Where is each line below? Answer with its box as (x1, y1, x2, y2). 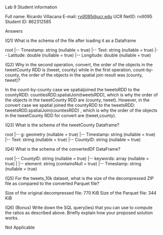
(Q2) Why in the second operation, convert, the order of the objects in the (5, 62, 153, 67)
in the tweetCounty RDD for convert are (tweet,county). (5, 113, 116, 118)
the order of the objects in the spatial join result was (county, (21, 72, 143, 78)
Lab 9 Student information (5, 4, 57, 10)
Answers (5, 28, 23, 34)
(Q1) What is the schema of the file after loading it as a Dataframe (5, 38, 136, 43)
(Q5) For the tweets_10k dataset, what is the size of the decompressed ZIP (5, 176, 154, 181)
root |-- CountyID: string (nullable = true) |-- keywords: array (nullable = (5, 156, 149, 161)
